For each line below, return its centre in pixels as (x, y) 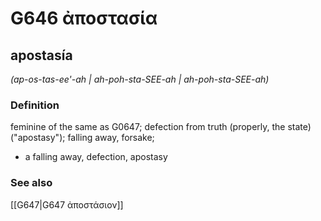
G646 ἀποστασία (84, 18)
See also (31, 183)
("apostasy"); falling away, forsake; (82, 138)
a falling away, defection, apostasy (96, 157)
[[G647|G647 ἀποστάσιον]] (67, 204)
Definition (35, 105)
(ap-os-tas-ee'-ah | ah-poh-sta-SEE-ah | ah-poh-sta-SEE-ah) (140, 79)
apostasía (41, 55)
